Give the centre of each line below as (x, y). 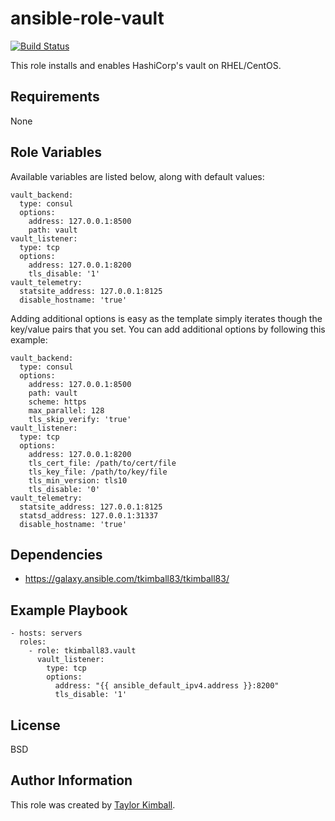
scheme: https (57, 402)
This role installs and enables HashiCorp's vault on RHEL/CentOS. (146, 65)
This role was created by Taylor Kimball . (93, 804)
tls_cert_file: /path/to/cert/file (102, 463)
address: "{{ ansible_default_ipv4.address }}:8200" (167, 686)
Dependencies (56, 554)
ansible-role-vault (87, 18)
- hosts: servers (46, 633)
